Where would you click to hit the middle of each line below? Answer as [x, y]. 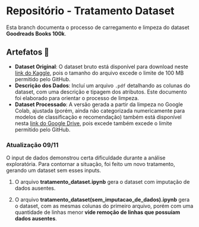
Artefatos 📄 [28, 52]
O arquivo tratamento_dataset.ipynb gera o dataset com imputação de [102, 182]
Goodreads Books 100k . [36, 33]
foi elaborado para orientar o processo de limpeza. [77, 98]
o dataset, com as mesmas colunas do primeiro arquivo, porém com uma [104, 206]
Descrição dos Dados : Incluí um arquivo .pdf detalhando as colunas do [102, 85]
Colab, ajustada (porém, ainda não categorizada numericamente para [100, 110]
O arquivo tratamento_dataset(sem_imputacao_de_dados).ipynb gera [102, 200]
